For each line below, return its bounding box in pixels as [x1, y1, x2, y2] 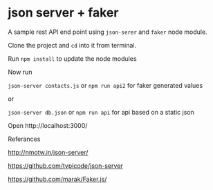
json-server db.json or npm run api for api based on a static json [8, 108, 194, 116]
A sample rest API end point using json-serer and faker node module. [8, 28, 207, 36]
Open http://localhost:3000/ [8, 121, 88, 129]
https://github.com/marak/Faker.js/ [8, 175, 107, 183]
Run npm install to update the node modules [8, 54, 137, 63]
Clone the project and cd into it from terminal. [8, 41, 137, 49]
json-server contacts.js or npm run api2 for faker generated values [8, 81, 203, 89]
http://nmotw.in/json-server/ [8, 148, 89, 156]
